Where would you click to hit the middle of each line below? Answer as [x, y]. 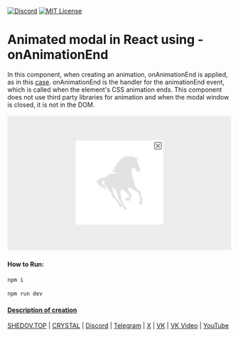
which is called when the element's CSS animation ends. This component [115, 90]
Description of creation [42, 310]
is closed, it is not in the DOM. [51, 105]
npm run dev [25, 294]
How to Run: [26, 264]
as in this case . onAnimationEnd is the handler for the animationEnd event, [116, 82]
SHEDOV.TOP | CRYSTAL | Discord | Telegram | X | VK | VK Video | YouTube [118, 326]
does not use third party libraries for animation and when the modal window [118, 97]
